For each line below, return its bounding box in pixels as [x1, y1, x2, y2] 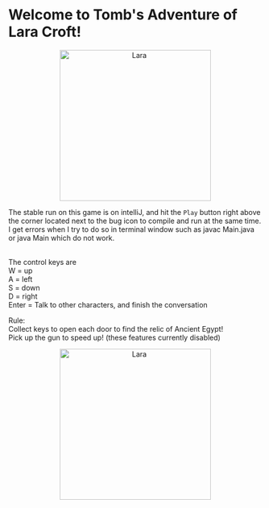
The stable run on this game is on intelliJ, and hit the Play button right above [8, 207, 261, 217]
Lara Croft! [8, 23, 82, 41]
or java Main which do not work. [8, 233, 115, 242]
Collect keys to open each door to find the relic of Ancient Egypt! [8, 324, 224, 333]
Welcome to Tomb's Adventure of [8, 6, 238, 24]
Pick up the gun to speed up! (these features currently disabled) [8, 332, 221, 342]
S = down [8, 283, 40, 292]
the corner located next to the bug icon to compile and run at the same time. [8, 216, 262, 225]
